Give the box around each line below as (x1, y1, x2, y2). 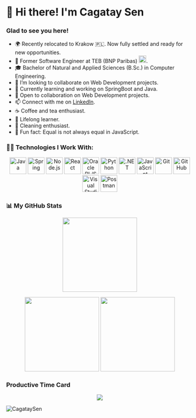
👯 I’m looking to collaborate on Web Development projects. (14, 79, 159, 86)
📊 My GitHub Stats (6, 202, 62, 210)
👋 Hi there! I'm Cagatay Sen (6, 5, 144, 19)
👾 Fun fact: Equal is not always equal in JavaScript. (14, 128, 140, 136)
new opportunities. (14, 49, 61, 56)
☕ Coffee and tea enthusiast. (14, 107, 86, 115)
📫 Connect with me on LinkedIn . (14, 98, 96, 106)
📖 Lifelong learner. (14, 116, 60, 123)
